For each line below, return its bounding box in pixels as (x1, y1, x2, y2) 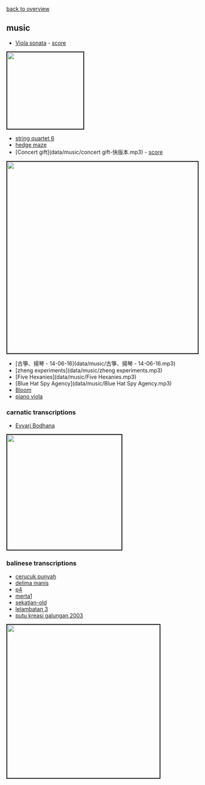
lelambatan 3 (15, 605, 48, 613)
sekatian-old (15, 599, 47, 606)
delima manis (15, 579, 49, 587)
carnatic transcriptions (6, 408, 76, 416)
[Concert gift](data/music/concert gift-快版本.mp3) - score (15, 148, 163, 156)
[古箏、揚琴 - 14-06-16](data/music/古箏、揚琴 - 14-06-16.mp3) (15, 360, 176, 367)
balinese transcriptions (6, 559, 77, 567)
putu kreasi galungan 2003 (15, 612, 84, 620)
